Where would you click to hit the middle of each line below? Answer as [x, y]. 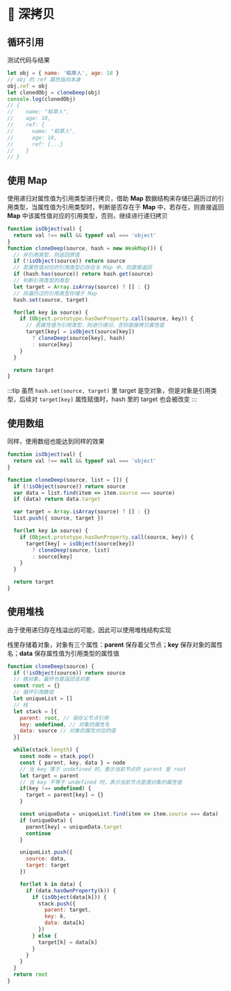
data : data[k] [65, 923]
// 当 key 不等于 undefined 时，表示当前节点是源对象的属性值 [101, 782]
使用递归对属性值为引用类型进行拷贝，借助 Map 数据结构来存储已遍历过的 [113, 198]
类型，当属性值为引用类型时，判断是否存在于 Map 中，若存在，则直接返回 [118, 207]
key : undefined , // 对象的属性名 [65, 725]
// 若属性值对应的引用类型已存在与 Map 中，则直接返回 [83, 268]
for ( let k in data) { [51, 884]
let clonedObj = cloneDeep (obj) [54, 92]
